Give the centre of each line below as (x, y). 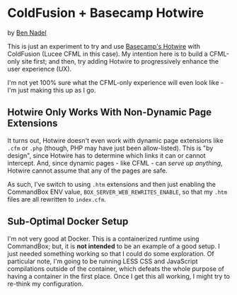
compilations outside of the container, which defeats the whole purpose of (116, 268)
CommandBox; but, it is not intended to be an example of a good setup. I (114, 246)
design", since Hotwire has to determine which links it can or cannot (107, 155)
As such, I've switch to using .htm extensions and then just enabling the (111, 184)
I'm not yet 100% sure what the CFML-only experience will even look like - (116, 82)
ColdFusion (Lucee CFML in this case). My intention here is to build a (108, 54)
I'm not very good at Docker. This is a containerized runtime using (103, 238)
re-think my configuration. (45, 284)
